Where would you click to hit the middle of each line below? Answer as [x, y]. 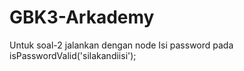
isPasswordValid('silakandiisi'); [73, 55]
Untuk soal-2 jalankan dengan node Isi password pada [121, 45]
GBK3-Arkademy [82, 17]
